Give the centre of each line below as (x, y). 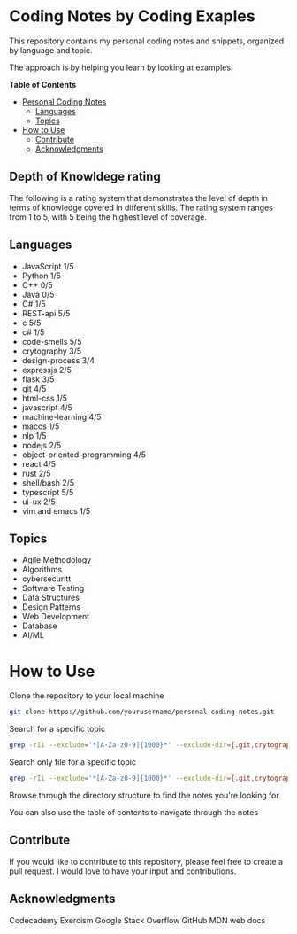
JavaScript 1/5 (48, 266)
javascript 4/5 (47, 407)
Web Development (56, 617)
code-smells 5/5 (52, 341)
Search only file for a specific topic (73, 762)
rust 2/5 (36, 473)
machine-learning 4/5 (61, 416)
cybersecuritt (46, 579)
